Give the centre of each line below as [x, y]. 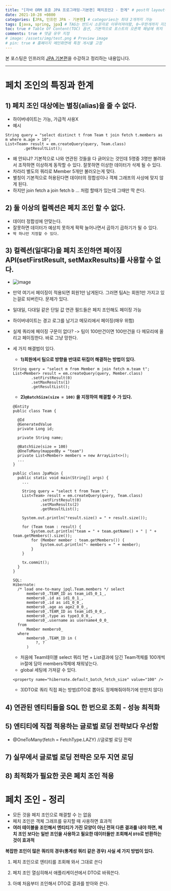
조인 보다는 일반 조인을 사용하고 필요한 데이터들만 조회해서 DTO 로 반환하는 [90, 834]
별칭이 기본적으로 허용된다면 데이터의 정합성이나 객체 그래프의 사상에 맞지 [85, 177]
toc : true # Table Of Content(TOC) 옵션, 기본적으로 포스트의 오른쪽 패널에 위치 [84, 29]
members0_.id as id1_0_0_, [55, 603]
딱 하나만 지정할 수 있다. [36, 234]
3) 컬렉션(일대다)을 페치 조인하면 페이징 [64, 250]
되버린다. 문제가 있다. [47, 299]
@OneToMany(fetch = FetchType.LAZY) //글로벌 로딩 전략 [72, 739]
